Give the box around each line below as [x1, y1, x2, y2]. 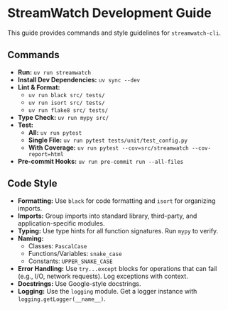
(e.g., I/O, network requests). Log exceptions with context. [17, 272, 188, 280]
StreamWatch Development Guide [7, 5, 212, 21]
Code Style [7, 177, 58, 189]
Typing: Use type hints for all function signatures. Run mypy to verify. [17, 226, 219, 235]
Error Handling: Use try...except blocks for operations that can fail [17, 264, 217, 272]
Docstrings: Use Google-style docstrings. [17, 279, 141, 288]
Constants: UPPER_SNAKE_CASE [28, 257, 114, 265]
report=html [28, 150, 64, 157]
